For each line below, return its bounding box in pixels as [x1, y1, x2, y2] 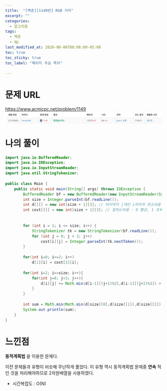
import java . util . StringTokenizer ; [5, 171, 79, 176]
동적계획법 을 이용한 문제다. [5, 353, 59, 359]
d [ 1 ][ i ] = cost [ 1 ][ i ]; [31, 260, 79, 265]
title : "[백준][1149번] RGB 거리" [5, 8, 74, 13]
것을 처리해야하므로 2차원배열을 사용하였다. [10, 370, 94, 376]
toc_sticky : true [5, 55, 41, 60]
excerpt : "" [5, 13, 30, 18]
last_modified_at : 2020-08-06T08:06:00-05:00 [5, 45, 101, 50]
